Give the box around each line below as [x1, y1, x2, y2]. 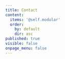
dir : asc [14, 31, 33, 36]
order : [10, 22, 24, 27]
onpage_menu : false [5, 46, 47, 51]
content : [5, 12, 24, 17]
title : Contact [5, 7, 38, 13]
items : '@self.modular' [10, 17, 60, 22]
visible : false [5, 41, 38, 46]
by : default [14, 27, 40, 32]
